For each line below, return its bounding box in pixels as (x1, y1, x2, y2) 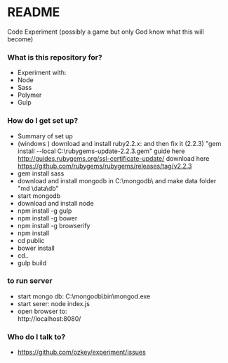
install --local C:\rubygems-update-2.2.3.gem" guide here (17, 147, 185, 155)
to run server (7, 276, 53, 286)
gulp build (17, 258, 47, 267)
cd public (17, 236, 45, 244)
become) (7, 34, 34, 43)
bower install (17, 244, 55, 252)
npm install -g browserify (17, 221, 90, 230)
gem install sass (17, 169, 65, 178)
